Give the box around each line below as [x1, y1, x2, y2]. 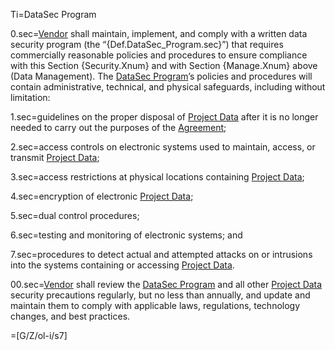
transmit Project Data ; [10, 152, 100, 163]
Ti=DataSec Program [10, 9, 97, 20]
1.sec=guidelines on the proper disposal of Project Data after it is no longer [10, 111, 319, 123]
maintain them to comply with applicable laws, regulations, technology [10, 300, 301, 311]
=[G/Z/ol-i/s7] [10, 330, 68, 341]
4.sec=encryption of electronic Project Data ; [10, 190, 194, 202]
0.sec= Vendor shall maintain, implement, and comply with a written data [10, 28, 308, 39]
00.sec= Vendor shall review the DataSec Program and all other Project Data [10, 279, 323, 290]
